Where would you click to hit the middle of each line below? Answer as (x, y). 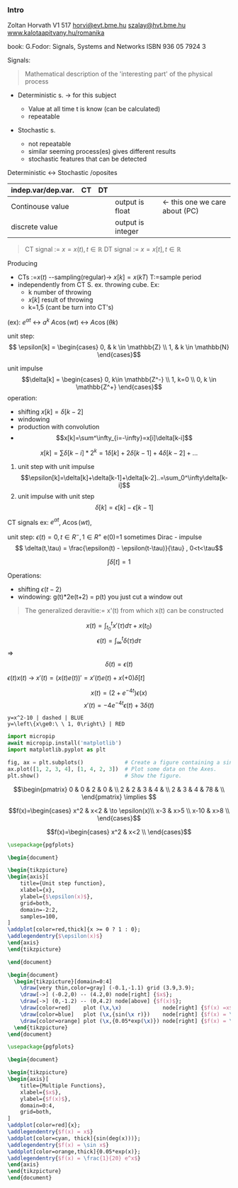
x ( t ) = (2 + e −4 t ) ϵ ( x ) (119, 692)
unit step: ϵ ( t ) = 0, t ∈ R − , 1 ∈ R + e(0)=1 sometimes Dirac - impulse (105, 536)
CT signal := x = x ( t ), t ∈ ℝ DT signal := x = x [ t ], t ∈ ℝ (103, 249)
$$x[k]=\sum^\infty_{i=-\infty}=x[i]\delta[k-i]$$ (124, 438)
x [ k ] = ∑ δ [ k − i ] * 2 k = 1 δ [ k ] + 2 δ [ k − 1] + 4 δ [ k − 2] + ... (119, 452)
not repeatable (50, 144)
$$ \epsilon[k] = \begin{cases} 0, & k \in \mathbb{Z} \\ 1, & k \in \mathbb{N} (119, 347)
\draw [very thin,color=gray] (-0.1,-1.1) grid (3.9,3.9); (107, 988)
